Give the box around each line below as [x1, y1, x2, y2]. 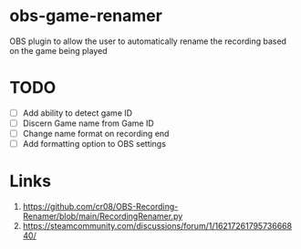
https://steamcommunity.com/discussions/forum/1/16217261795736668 [22, 221, 293, 232]
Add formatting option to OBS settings [22, 139, 167, 150]
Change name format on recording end [22, 129, 170, 139]
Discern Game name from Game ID [22, 118, 155, 129]
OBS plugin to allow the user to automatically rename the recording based [9, 36, 287, 47]
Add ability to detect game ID [22, 107, 133, 119]
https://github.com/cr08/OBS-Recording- [22, 202, 179, 213]
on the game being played [9, 45, 108, 56]
